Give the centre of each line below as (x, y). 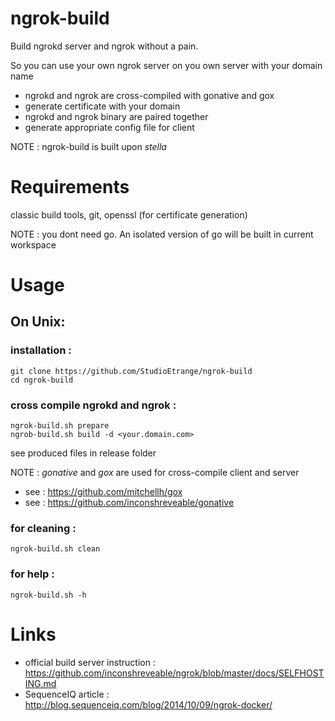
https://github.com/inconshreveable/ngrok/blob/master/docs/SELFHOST (174, 673)
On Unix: (38, 322)
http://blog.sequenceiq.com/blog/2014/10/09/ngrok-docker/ (148, 704)
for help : (32, 574)
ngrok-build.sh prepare (60, 426)
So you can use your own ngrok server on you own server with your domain (166, 65)
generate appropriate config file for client (109, 127)
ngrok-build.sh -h (48, 595)
